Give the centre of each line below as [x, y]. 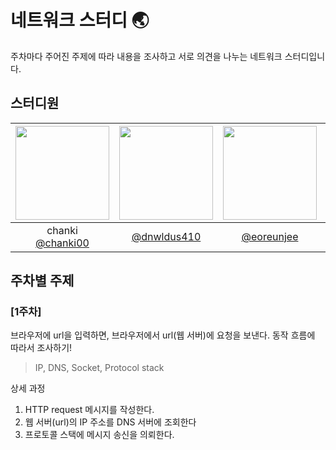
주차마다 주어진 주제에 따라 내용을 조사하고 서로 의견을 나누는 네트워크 [146, 56]
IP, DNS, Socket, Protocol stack [99, 368]
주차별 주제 [42, 281]
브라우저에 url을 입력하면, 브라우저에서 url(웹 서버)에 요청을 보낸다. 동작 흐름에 [163, 335]
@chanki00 [62, 243]
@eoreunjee [270, 236]
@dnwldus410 [166, 236]
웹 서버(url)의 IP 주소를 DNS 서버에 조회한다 [110, 422]
